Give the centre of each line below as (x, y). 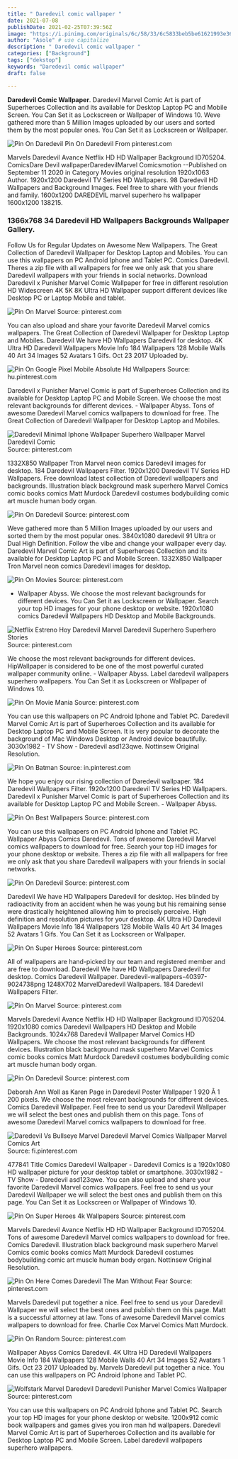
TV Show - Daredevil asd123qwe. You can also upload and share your (109, 1179)
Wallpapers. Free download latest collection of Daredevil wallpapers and (113, 478)
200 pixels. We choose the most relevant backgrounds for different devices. (118, 1099)
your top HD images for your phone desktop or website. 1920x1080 (115, 608)
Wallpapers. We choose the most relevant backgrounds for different (106, 1041)
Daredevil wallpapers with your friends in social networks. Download (107, 275)
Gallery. (21, 230)
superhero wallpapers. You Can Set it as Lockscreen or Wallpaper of (107, 681)
